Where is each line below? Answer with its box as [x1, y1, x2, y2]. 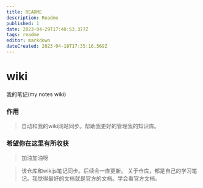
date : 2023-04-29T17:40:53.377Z [6, 26, 88, 32]
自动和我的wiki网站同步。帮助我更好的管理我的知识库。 [21, 122, 160, 130]
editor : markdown [6, 37, 51, 43]
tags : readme [6, 32, 40, 38]
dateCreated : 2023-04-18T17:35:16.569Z [6, 43, 108, 50]
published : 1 [6, 20, 40, 26]
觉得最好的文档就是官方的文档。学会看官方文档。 [37, 175, 160, 182]
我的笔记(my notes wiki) [6, 90, 66, 98]
